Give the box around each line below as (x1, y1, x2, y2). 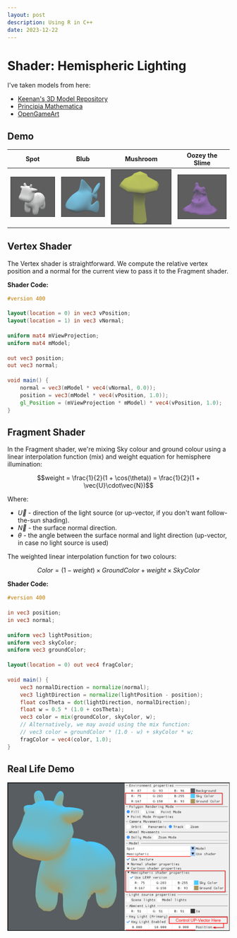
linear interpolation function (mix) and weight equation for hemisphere (7, 452, 212, 461)
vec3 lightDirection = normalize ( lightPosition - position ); (20, 691, 203, 698)
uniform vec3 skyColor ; (7, 639, 78, 646)
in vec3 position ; (7, 609, 61, 616)
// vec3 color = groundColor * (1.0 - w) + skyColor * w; (20, 729, 194, 736)
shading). (42, 516, 70, 524)
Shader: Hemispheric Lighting (7, 57, 187, 74)
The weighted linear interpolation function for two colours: (7, 552, 177, 561)
